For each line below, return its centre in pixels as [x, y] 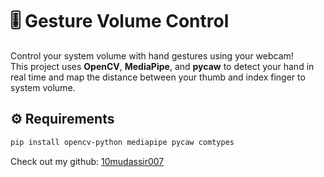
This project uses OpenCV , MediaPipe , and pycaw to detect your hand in [162, 66]
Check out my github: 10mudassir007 [87, 161]
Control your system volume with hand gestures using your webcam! [152, 55]
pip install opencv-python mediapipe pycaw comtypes [122, 142]
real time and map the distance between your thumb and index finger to [158, 77]
